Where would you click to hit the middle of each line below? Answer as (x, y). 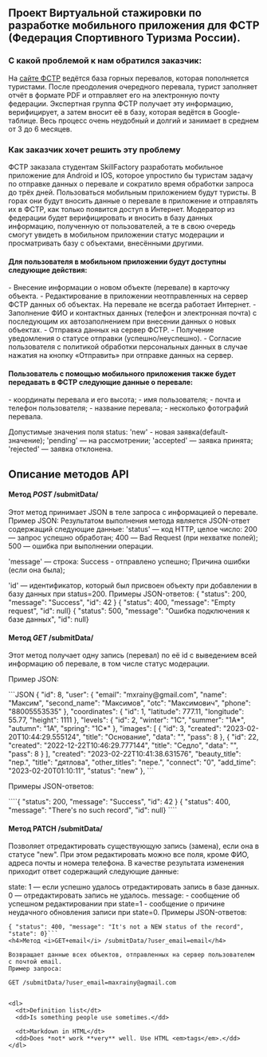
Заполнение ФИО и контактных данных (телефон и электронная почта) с (133, 313)
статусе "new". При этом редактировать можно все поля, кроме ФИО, (129, 855)
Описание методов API (69, 474)
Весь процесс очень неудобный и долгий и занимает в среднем (149, 120)
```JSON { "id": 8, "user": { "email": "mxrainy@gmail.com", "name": (118, 695)
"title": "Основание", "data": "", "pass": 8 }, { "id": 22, (171, 737)
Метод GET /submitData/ (51, 638)
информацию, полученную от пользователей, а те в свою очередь (122, 226)
